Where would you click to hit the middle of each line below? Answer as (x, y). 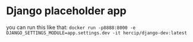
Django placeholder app (66, 11)
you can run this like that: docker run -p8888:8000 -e (71, 27)
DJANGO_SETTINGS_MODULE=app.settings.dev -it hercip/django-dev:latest (96, 33)
